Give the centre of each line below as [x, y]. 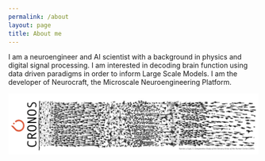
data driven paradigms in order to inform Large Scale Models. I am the [123, 74]
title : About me [35, 33]
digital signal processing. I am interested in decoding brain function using [128, 65]
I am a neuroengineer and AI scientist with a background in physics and [125, 57]
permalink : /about [38, 17]
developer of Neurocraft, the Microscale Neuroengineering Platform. [120, 82]
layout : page [30, 25]
